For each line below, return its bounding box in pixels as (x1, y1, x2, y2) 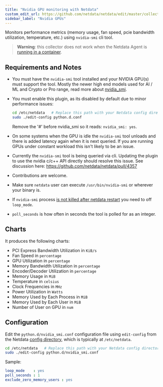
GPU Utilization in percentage (12, 258, 70, 264)
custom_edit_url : (5, 12, 40, 17)
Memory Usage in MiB (12, 273, 56, 279)
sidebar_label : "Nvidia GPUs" (5, 16, 66, 21)
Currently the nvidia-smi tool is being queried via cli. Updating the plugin (12, 152, 158, 158)
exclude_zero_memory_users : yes (5, 377, 73, 383)
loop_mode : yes (5, 369, 45, 373)
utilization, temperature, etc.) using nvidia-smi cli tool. (5, 34, 114, 40)
